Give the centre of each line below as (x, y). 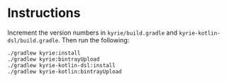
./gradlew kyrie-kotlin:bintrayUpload (65, 71)
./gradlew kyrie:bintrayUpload (54, 59)
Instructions (44, 13)
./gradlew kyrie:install (44, 53)
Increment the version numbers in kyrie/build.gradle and (93, 33)
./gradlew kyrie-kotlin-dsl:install (61, 65)
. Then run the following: (94, 40)
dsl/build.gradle (33, 40)
